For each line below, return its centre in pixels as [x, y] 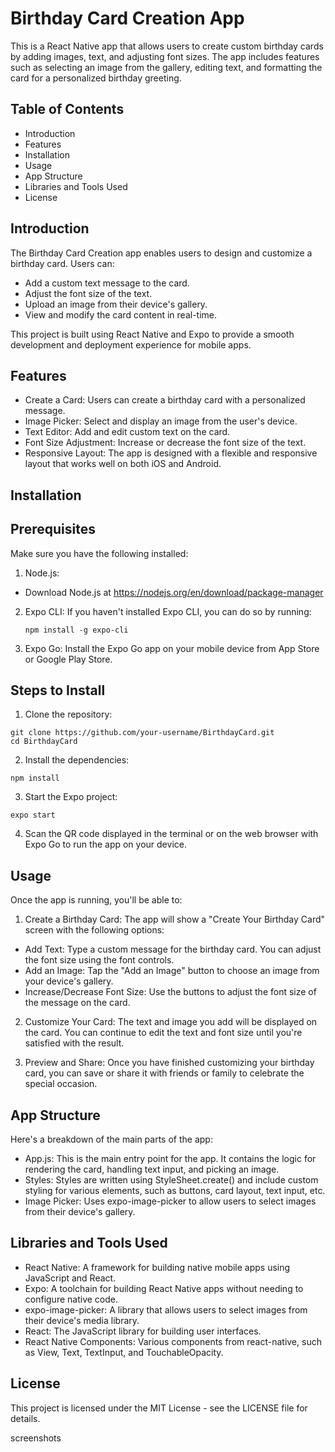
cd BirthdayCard [44, 742]
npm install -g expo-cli [76, 630]
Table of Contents [67, 109]
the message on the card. [77, 1003]
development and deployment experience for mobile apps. [131, 344]
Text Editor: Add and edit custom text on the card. [127, 432]
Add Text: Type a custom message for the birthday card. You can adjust [173, 949]
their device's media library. [82, 1320]
